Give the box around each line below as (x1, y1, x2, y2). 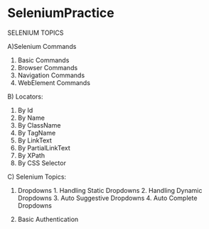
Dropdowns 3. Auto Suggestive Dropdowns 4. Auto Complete (17, 194, 198, 202)
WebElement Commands (17, 78, 91, 86)
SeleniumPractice (7, 5, 115, 21)
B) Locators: (7, 92, 44, 101)
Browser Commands (17, 63, 78, 72)
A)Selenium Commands (7, 42, 77, 50)
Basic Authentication (17, 215, 79, 223)
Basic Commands (17, 55, 70, 65)
